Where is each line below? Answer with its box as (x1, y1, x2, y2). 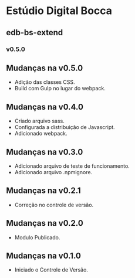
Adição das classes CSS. (14, 79, 75, 86)
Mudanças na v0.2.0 (6, 218, 83, 228)
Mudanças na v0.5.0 (6, 63, 83, 73)
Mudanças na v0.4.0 (6, 101, 84, 112)
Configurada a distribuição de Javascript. (14, 124, 116, 131)
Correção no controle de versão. (14, 201, 94, 208)
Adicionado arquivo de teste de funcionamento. (14, 162, 130, 169)
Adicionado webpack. (14, 130, 67, 137)
